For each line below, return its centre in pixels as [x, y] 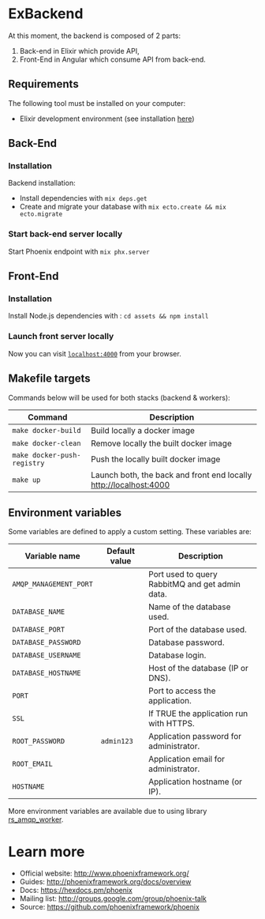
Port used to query [183, 574]
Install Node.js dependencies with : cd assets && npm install [108, 316]
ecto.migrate [41, 214]
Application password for [195, 736]
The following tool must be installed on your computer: [97, 103]
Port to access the [182, 691]
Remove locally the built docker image [161, 443]
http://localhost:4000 [130, 484]
